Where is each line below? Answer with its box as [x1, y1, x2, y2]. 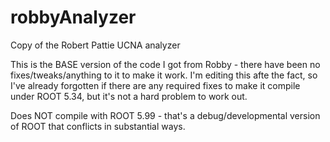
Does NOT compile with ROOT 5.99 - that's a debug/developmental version [10, 109, 321, 121]
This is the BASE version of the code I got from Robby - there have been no [10, 58, 321, 70]
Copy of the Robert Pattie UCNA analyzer [10, 39, 181, 51]
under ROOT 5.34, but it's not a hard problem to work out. [10, 90, 248, 102]
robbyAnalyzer [10, 6, 137, 29]
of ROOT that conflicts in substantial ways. [10, 120, 186, 132]
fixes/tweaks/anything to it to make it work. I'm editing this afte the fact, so [10, 69, 318, 81]
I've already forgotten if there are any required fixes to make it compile [10, 79, 301, 91]
